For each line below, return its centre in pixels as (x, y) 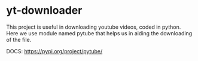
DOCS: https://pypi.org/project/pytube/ (54, 51)
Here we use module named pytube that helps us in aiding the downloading (99, 33)
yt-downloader (44, 10)
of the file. (19, 39)
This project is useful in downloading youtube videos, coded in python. (94, 27)
